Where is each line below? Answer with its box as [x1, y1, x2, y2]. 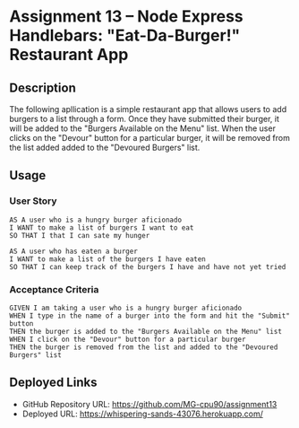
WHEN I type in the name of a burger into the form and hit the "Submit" [9, 311, 291, 320]
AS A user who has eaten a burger [9, 247, 139, 256]
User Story [9, 195, 57, 207]
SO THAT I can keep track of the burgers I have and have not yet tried [9, 262, 286, 271]
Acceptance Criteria [9, 283, 99, 295]
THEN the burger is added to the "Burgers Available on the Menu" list [9, 327, 282, 336]
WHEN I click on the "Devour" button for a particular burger [9, 335, 246, 344]
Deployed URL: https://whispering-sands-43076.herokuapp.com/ [21, 408, 264, 419]
